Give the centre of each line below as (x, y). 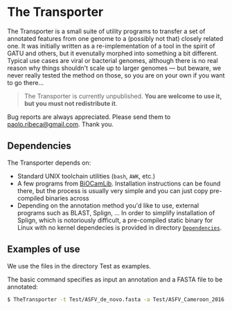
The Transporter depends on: (49, 163)
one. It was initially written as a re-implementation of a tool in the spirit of (111, 46)
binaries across (67, 198)
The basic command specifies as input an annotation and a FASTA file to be (115, 279)
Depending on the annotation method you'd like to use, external (108, 206)
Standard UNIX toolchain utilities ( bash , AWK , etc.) (86, 176)
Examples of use (44, 249)
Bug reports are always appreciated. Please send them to (89, 117)
